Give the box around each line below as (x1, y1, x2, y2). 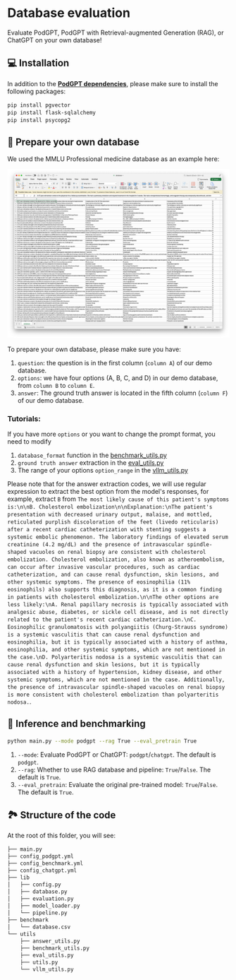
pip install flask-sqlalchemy (7, 109, 97, 116)
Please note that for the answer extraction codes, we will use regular (7, 479, 206, 488)
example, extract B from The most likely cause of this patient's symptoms (7, 495, 230, 503)
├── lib (7, 874, 30, 881)
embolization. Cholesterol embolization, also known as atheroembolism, (7, 556, 225, 563)
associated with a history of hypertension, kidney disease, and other (7, 668, 222, 675)
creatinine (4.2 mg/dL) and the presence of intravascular (7, 541, 185, 548)
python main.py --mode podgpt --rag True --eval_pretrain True (7, 737, 197, 745)
